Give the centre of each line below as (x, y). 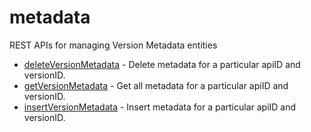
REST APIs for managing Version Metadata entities (113, 45)
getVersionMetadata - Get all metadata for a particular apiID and (156, 85)
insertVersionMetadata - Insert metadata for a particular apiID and (160, 107)
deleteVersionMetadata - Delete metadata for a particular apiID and (162, 64)
